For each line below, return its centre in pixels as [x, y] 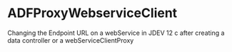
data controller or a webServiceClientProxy [71, 40]
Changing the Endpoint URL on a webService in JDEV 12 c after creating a [116, 33]
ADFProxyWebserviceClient [92, 13]
